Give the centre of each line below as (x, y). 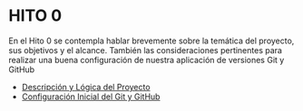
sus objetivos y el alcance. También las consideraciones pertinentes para (146, 50)
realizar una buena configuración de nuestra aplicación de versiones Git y (147, 60)
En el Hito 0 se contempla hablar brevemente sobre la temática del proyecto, (151, 41)
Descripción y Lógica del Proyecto (86, 87)
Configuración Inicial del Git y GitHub (91, 97)
